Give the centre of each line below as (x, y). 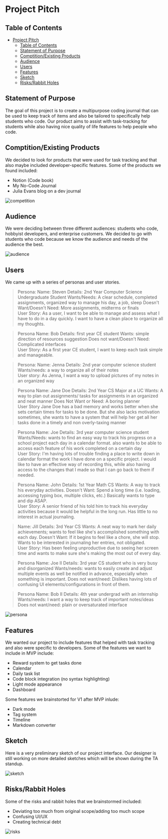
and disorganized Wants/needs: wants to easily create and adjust (85, 569)
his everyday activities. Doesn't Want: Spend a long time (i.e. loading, (89, 490)
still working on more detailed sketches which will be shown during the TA (82, 758)
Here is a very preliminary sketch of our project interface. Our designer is (81, 753)
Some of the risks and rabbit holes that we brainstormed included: (73, 801)
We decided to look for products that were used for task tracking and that (81, 160)
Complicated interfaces (42, 344)
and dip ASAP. (32, 501)
